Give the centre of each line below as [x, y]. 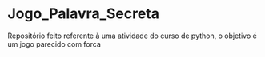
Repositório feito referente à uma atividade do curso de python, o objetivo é [132, 36]
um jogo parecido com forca [54, 44]
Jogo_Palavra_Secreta [84, 14]
